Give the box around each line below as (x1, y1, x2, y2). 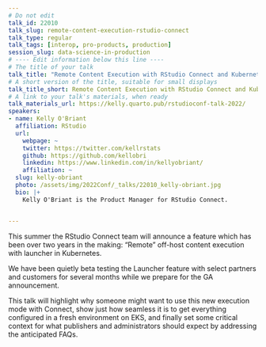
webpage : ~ (22, 136, 59, 145)
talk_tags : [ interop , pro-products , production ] (8, 41, 172, 49)
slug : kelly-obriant (15, 173, 83, 182)
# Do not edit (8, 11, 55, 20)
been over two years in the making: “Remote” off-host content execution (8, 239, 245, 250)
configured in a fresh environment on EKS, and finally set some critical (8, 312, 238, 322)
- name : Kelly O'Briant (8, 115, 87, 123)
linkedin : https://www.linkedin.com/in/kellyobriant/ (22, 159, 203, 167)
